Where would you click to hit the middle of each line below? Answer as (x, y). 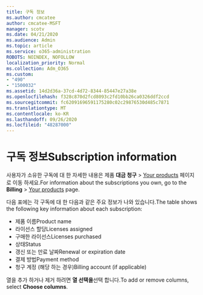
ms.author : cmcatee (31, 18)
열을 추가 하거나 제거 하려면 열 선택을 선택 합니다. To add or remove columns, (98, 280)
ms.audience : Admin (31, 40)
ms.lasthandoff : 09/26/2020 (42, 119)
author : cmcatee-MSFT (34, 23)
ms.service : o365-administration (48, 52)
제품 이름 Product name (43, 221)
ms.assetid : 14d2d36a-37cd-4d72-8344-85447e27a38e (72, 91)
